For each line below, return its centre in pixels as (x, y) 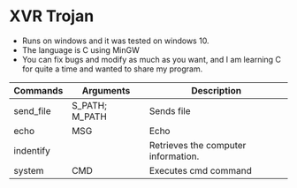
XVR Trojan (52, 16)
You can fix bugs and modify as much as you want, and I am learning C (151, 59)
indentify (32, 150)
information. (174, 156)
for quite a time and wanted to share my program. (112, 69)
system (29, 170)
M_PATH (90, 117)
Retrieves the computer (198, 145)
